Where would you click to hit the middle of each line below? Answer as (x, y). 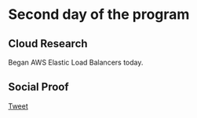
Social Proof (38, 87)
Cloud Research (48, 44)
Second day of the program (99, 15)
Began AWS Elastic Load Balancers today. (76, 62)
